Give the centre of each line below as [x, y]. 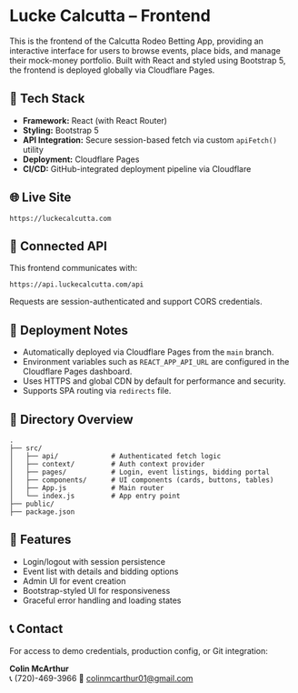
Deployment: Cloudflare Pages [81, 159]
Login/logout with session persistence [94, 561]
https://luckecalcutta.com [60, 218]
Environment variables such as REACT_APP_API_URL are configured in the [156, 362]
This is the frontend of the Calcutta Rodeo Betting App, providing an [136, 41]
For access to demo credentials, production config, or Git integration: [139, 650]
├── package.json [42, 512]
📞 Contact [36, 629]
